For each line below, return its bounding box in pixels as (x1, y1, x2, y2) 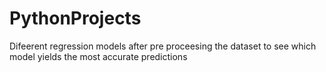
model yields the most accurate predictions (9, 50, 188, 62)
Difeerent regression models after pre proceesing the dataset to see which (9, 40, 317, 52)
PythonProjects (9, 7, 142, 30)
